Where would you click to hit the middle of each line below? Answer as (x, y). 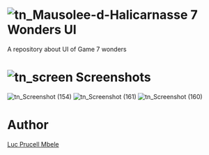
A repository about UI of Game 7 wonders (67, 49)
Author (28, 125)
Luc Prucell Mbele (33, 144)
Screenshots (113, 77)
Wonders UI (42, 30)
